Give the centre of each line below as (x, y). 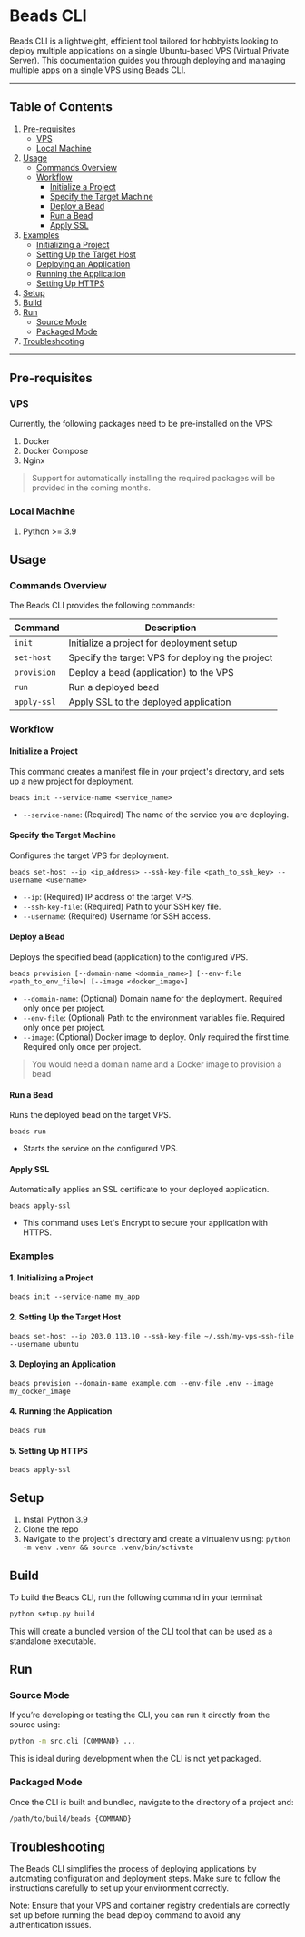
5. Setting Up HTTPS (49, 1450)
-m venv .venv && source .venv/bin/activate (108, 1548)
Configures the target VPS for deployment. (89, 855)
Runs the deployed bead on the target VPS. (90, 1115)
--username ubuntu (44, 1344)
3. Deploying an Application (63, 1364)
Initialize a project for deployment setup (153, 643)
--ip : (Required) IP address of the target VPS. (108, 896)
